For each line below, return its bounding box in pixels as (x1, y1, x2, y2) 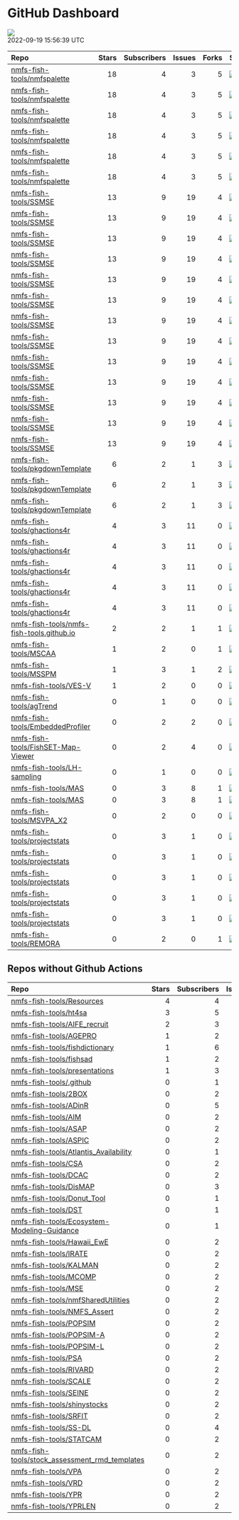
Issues (173, 52, 196, 62)
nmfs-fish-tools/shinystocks (11, 1399, 108, 1409)
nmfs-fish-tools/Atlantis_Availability (11, 1147, 132, 1157)
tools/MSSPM (11, 669, 57, 679)
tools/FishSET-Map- (11, 742, 81, 752)
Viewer (11, 751, 35, 761)
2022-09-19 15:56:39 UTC (7, 36, 85, 44)
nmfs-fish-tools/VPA (11, 1466, 83, 1476)
